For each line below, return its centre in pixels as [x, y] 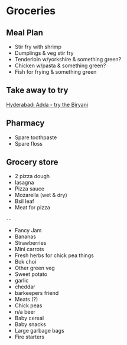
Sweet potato [31, 274]
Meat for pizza [32, 208]
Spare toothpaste [36, 137]
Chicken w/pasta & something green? [60, 65]
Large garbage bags [40, 331]
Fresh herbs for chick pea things [54, 255]
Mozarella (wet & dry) [41, 195]
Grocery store [32, 162]
